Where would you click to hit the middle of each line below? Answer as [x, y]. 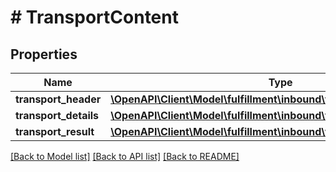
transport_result [55, 131]
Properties [44, 54]
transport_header [58, 99]
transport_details [57, 115]
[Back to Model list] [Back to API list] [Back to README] [125, 156]
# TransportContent [94, 17]
